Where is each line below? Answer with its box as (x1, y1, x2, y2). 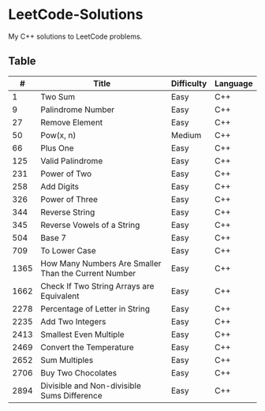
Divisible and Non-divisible (40, 380, 142, 391)
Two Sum (40, 91, 76, 102)
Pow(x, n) (40, 129, 77, 140)
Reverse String (40, 207, 95, 218)
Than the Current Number (40, 267, 136, 278)
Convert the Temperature (40, 342, 134, 353)
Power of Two (40, 168, 92, 179)
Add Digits (40, 181, 80, 192)
